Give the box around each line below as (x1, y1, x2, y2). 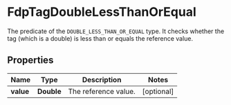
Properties (7, 55, 54, 66)
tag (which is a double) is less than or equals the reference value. (7, 34, 194, 42)
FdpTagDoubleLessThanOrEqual (7, 4, 197, 20)
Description (82, 75, 122, 84)
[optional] (142, 86, 174, 96)
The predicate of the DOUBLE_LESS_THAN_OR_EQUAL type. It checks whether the (7, 27, 225, 35)
